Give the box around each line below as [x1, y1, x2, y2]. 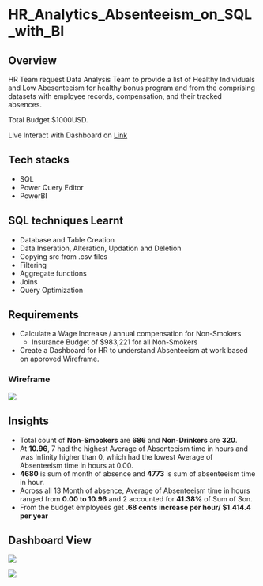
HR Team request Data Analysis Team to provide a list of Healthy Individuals [8, 75, 255, 84]
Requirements [8, 308, 79, 321]
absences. [8, 100, 42, 109]
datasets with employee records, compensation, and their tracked [8, 92, 223, 100]
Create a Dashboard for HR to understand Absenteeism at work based [19, 346, 249, 355]
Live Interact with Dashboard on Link [8, 130, 128, 140]
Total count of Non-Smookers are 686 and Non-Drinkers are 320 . [19, 435, 238, 445]
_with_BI [8, 22, 65, 40]
